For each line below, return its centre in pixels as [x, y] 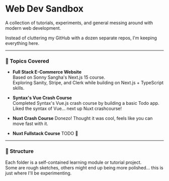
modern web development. [33, 28]
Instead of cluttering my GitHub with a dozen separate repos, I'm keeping [81, 38]
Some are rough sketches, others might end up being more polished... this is [84, 167]
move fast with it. [30, 124]
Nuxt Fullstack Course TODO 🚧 [45, 134]
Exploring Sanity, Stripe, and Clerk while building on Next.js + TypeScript [88, 83]
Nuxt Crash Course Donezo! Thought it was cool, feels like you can [82, 118]
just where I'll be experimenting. [38, 173]
